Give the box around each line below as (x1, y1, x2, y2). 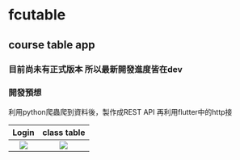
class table (42, 127, 86, 138)
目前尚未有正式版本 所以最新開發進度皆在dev (8, 63, 183, 74)
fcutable (8, 6, 66, 24)
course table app (8, 38, 95, 52)
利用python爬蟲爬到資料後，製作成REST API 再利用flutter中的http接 (8, 107, 233, 116)
